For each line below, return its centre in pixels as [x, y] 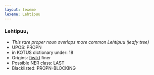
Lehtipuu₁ [16, 31]
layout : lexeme [20, 10]
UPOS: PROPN [26, 47]
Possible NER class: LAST [38, 63]
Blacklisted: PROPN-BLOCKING [44, 68]
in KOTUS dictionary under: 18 [43, 52]
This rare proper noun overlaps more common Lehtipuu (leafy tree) [80, 42]
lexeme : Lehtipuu [23, 14]
